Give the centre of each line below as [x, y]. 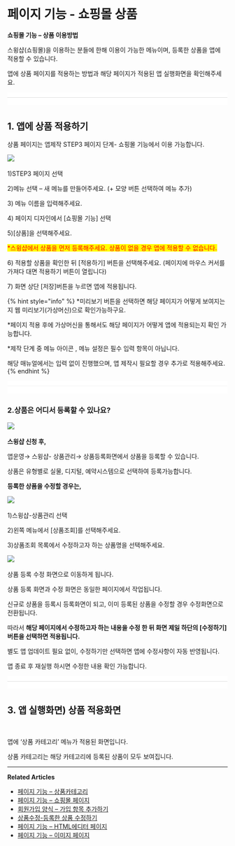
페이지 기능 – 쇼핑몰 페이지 [54, 801]
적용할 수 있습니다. [33, 58]
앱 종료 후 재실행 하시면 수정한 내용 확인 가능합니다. [77, 666]
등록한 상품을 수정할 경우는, [44, 486]
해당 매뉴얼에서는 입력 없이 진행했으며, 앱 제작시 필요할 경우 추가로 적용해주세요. [116, 364]
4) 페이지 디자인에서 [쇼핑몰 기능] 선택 [59, 218]
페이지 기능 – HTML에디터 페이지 [62, 826]
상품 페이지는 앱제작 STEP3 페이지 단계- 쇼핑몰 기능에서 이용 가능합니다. [106, 145]
